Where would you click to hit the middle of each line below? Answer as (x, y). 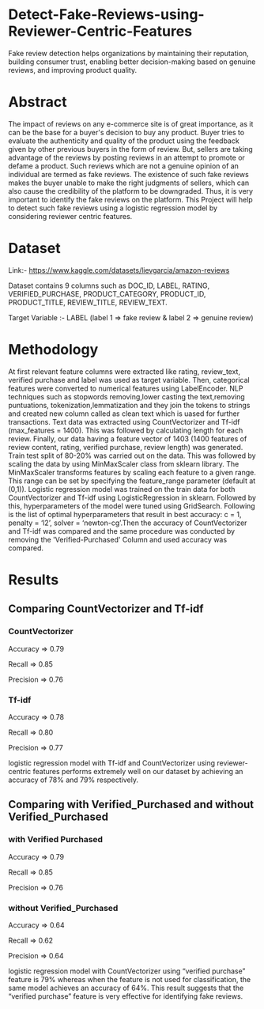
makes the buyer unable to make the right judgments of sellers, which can (129, 183)
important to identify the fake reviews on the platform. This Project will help (130, 199)
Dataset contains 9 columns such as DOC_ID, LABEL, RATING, (109, 285)
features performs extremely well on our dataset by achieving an (138, 771)
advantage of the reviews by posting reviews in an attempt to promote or (126, 157)
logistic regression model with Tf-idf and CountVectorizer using (112, 763)
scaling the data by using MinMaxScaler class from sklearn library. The (124, 463)
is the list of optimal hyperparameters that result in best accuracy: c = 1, (125, 514)
